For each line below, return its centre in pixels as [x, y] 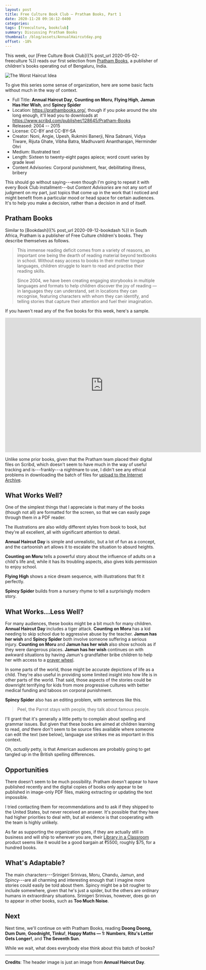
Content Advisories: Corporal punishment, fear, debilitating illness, [79, 167]
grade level [23, 162]
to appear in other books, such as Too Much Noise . [57, 901]
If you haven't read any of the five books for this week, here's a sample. [77, 311]
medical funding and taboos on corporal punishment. [59, 690]
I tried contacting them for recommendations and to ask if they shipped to [80, 807]
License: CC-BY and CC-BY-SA [44, 131]
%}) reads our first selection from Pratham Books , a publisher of [93, 61]
